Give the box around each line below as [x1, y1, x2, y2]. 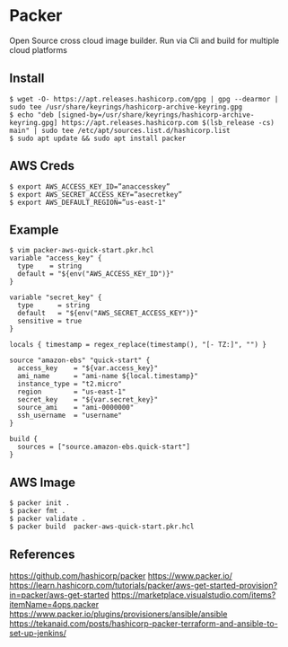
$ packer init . [9, 499, 70, 508]
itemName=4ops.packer [9, 599, 100, 609]
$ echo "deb [9, 110, 54, 120]
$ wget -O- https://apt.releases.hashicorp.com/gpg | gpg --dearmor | [9, 94, 279, 103]
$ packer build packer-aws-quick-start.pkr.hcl [9, 522, 195, 531]
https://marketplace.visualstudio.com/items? [111, 589, 276, 600]
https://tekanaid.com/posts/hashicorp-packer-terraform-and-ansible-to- [9, 618, 278, 629]
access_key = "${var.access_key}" [17, 364, 159, 373]
